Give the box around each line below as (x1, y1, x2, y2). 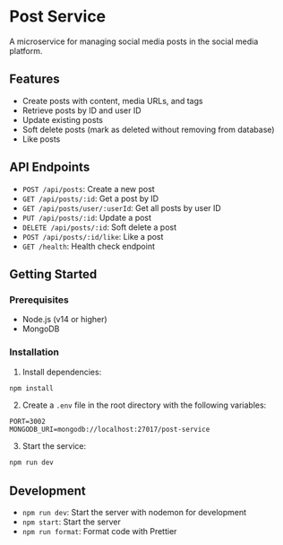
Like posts (21, 133, 61, 145)
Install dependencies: (21, 366, 102, 377)
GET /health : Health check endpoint (21, 241, 155, 251)
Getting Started (9, 267, 98, 282)
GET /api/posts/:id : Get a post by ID (21, 193, 159, 204)
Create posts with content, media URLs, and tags (21, 95, 203, 106)
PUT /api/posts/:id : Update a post (21, 212, 152, 223)
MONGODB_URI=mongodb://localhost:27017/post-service (9, 425, 210, 435)
